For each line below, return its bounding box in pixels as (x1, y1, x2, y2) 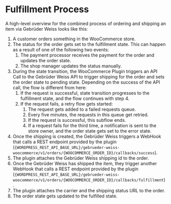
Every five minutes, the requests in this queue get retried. (28, 111, 149, 118)
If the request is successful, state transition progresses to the (20, 90, 150, 96)
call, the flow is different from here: (12, 84, 87, 90)
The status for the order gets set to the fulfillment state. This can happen (12, 41, 166, 47)
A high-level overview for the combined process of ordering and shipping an (5, 20, 166, 27)
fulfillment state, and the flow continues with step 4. (20, 95, 130, 101)
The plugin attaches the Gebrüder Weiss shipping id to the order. (12, 155, 149, 161)
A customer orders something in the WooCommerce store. (12, 36, 136, 42)
